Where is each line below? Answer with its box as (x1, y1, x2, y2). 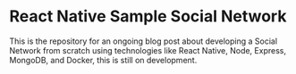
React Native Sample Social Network (9, 6, 287, 27)
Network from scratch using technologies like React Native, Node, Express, (9, 45, 286, 55)
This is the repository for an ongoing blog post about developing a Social (9, 36, 278, 46)
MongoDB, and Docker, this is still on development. (9, 54, 198, 65)
